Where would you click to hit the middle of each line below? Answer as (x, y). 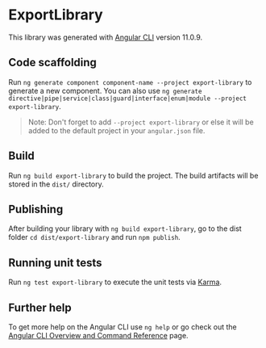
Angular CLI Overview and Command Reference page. (98, 335)
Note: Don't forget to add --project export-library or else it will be (141, 122)
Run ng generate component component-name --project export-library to (130, 82)
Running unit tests (55, 263)
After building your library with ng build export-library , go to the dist (125, 229)
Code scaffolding (52, 63)
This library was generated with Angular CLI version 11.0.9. (106, 37)
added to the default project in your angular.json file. (116, 130)
